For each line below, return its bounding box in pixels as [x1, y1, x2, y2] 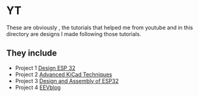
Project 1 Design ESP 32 [15, 64, 76, 71]
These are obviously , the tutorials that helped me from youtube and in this [6, 24, 194, 31]
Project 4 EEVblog [15, 84, 61, 91]
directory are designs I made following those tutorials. [6, 30, 142, 37]
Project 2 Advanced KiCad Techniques [15, 71, 113, 78]
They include [6, 48, 57, 59]
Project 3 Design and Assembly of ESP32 [15, 77, 119, 84]
